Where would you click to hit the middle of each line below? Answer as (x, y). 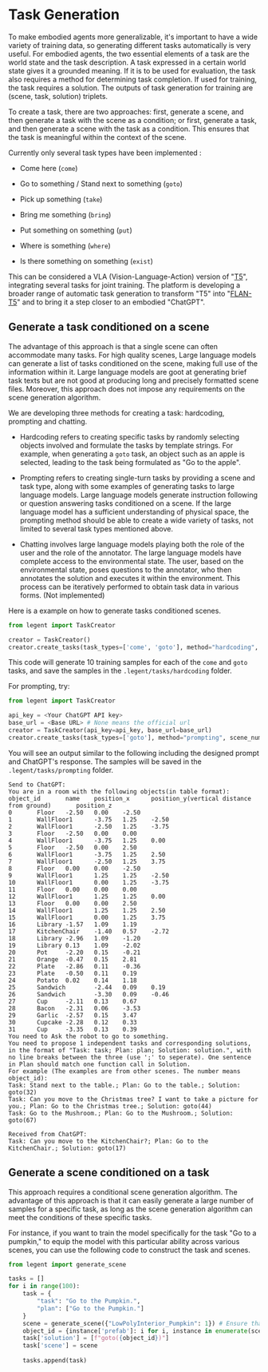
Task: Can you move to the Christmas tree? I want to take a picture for (134, 1099)
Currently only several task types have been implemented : (105, 153)
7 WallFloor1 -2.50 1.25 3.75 (87, 861)
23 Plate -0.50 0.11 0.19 (73, 973)
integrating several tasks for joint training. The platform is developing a (124, 284)
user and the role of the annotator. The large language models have (130, 552)
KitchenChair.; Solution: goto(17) (67, 1148)
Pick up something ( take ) (61, 199)
